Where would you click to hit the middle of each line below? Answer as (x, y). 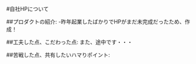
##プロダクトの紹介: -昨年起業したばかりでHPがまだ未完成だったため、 (96, 22)
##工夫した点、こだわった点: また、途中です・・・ (70, 42)
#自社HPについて (28, 9)
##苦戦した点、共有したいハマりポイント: (58, 55)
